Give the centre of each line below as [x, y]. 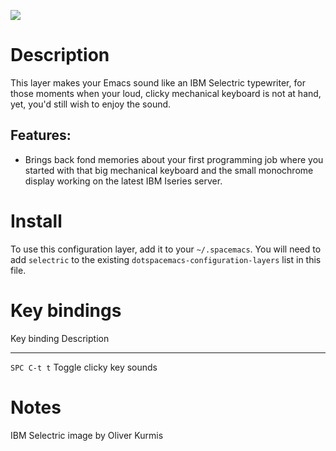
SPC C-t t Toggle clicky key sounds [84, 367]
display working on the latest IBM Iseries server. [123, 181]
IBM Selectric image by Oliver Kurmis [87, 435]
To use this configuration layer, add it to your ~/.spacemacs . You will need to [166, 249]
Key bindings [66, 310]
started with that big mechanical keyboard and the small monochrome [169, 170]
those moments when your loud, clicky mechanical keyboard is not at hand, [166, 93]
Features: [41, 135]
